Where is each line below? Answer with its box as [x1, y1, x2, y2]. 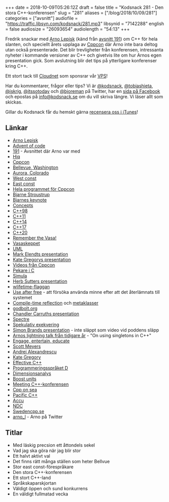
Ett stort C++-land [12, 474, 51, 481]
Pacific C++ [12, 392, 38, 398]
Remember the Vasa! [12, 235, 57, 241]
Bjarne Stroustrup [12, 191, 50, 197]
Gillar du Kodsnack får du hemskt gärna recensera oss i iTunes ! [5, 109, 138, 115]
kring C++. [5, 63, 28, 69]
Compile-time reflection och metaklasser [12, 299, 99, 306]
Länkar [5, 123, 28, 132]
